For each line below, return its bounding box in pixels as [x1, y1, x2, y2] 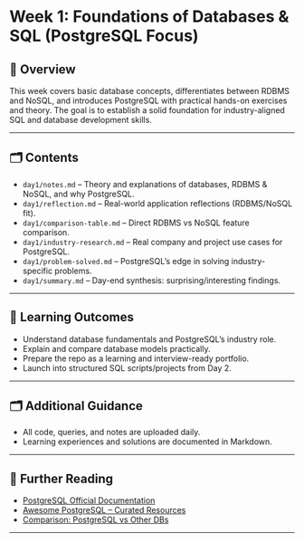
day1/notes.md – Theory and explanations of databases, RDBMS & [22, 178, 268, 189]
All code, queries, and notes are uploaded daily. [22, 427, 201, 438]
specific [22, 265, 52, 276]
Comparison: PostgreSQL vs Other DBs [22, 514, 169, 526]
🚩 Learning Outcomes [9, 309, 134, 325]
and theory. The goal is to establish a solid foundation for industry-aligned [9, 105, 285, 115]
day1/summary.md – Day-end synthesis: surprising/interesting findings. [22, 274, 281, 286]
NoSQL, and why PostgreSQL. [22, 188, 135, 199]
